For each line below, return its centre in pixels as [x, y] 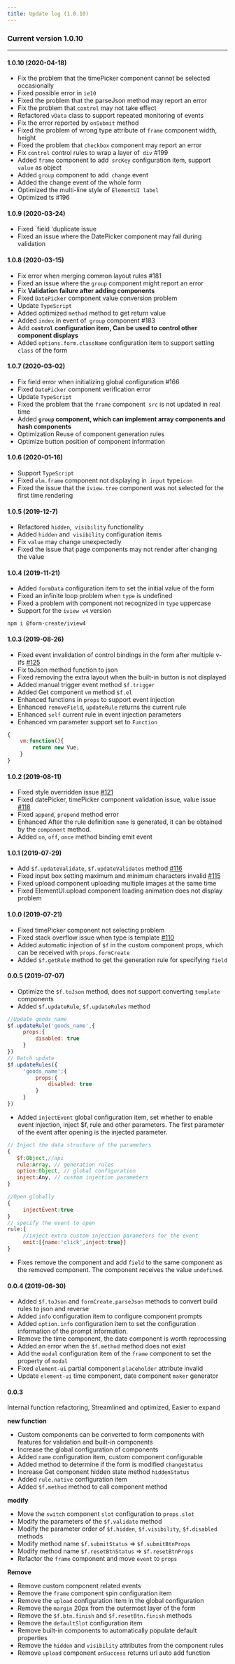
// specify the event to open [51, 1223]
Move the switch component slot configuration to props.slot [106, 1514]
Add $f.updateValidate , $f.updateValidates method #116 [100, 868]
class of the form [42, 350]
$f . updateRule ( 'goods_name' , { [51, 1026]
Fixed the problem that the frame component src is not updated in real [119, 404]
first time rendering [45, 495]
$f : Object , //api [40, 1158]
